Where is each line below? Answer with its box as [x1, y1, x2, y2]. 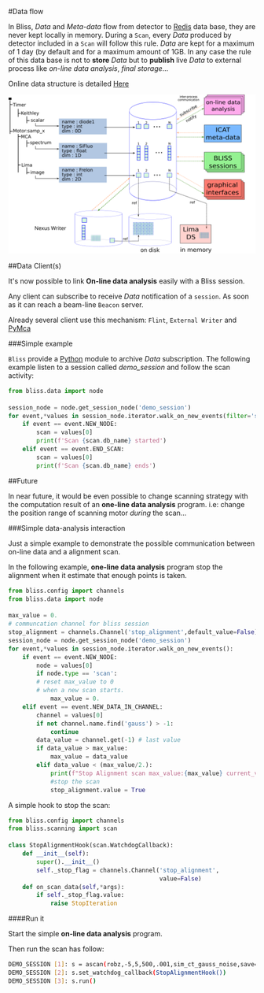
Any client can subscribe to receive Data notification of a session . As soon [8, 291, 250, 301]
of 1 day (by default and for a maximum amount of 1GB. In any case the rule [8, 47, 251, 56]
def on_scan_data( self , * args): [22, 883, 125, 891]
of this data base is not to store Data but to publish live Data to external [8, 55, 242, 65]
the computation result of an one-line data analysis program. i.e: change [8, 499, 245, 509]
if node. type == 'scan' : [36, 669, 118, 678]
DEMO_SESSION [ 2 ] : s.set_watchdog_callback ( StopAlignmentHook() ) [8, 969, 226, 977]
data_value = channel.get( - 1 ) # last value [36, 736, 181, 744]
